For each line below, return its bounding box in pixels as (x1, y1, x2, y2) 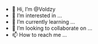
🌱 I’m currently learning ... (11, 18, 75, 25)
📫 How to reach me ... (11, 32, 67, 38)
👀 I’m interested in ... (11, 12, 62, 19)
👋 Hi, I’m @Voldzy (11, 6, 56, 12)
